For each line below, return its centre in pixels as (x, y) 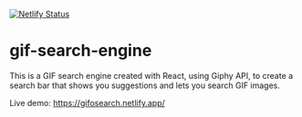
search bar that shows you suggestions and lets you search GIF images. (145, 85)
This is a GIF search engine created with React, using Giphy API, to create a (151, 75)
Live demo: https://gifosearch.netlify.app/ (88, 102)
